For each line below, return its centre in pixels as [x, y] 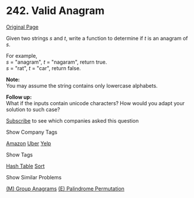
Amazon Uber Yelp [29, 143]
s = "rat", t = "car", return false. [44, 68]
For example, [22, 55]
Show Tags [20, 154]
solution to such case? [33, 109]
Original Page [22, 27]
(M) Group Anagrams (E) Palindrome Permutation [65, 189]
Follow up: [19, 97]
